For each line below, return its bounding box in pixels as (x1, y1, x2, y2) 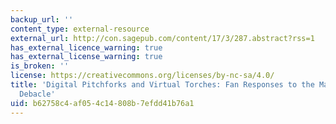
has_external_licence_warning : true (10, 42, 163, 53)
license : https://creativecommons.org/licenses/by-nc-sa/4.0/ (10, 71, 275, 81)
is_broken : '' (10, 61, 70, 71)
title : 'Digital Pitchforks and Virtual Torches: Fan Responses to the (10, 80, 315, 90)
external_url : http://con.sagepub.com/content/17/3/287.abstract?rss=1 (10, 33, 315, 43)
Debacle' (19, 89, 56, 99)
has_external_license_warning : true (10, 52, 163, 62)
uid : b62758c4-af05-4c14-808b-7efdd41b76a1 (10, 98, 195, 108)
